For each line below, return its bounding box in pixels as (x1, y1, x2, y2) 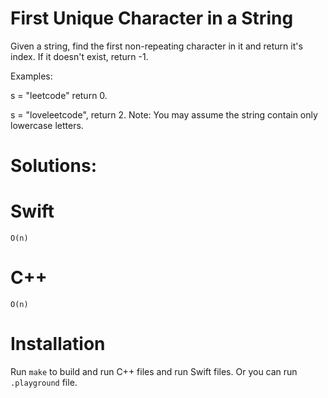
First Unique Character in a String (10, 7, 294, 30)
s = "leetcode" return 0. (10, 89, 108, 101)
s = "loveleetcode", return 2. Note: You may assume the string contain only (10, 108, 318, 121)
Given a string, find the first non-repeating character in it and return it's (10, 40, 303, 52)
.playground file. (10, 376, 78, 388)
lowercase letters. (10, 119, 84, 131)
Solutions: (10, 155, 98, 177)
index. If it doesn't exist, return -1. (10, 50, 149, 62)
